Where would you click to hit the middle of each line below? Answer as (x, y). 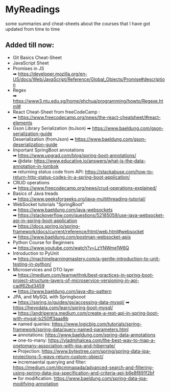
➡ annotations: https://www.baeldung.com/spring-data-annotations (84, 335)
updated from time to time (33, 29)
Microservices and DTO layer (43, 269)
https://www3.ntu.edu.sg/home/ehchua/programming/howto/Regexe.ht (88, 101)
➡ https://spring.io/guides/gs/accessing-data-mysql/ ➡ (71, 302)
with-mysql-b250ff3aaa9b (41, 318)
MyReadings (33, 9)
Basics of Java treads (35, 193)
